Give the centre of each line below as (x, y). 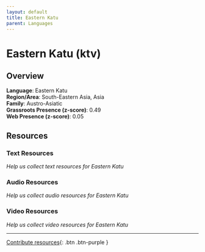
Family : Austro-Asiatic (34, 104)
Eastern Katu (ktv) (54, 53)
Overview (25, 76)
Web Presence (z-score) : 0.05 (45, 117)
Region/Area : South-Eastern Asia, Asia (56, 97)
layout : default (27, 12)
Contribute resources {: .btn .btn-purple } (57, 242)
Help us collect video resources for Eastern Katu (67, 225)
